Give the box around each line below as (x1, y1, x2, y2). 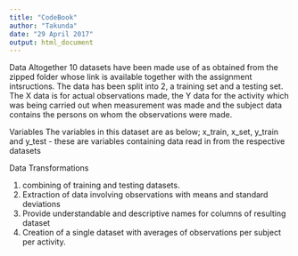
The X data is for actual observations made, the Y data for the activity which (9, 91, 290, 101)
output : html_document (9, 37, 94, 47)
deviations (21, 199, 61, 210)
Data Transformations (9, 163, 89, 173)
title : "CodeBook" (9, 12, 78, 22)
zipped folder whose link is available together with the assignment (9, 72, 252, 83)
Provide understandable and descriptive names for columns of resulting (21, 208, 286, 219)
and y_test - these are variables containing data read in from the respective (9, 136, 286, 147)
